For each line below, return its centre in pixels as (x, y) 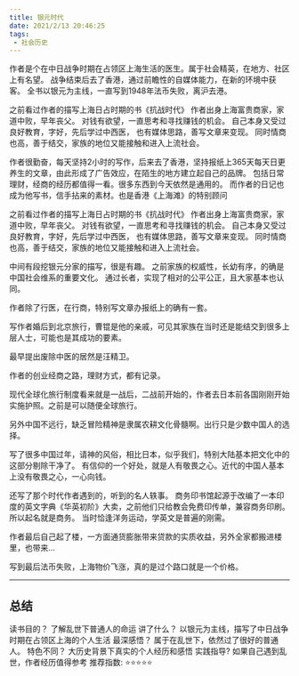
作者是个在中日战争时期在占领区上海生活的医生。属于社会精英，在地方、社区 (149, 68)
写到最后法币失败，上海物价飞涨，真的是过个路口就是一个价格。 (126, 567)
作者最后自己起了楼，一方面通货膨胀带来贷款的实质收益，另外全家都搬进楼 (145, 537)
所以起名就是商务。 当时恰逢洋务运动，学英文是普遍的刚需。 (119, 518)
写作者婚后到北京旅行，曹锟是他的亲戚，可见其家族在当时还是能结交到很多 (145, 326)
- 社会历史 (31, 42)
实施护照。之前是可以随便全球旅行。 (76, 406)
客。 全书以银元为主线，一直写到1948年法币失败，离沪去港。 (121, 91)
